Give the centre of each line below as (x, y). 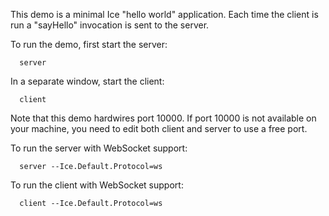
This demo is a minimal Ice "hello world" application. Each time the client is (164, 14)
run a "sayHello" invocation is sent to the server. (110, 25)
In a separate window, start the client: (87, 81)
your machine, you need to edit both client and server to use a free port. (159, 128)
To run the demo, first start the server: (89, 44)
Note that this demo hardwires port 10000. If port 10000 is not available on (163, 118)
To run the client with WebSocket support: (97, 185)
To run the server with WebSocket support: (99, 148)
